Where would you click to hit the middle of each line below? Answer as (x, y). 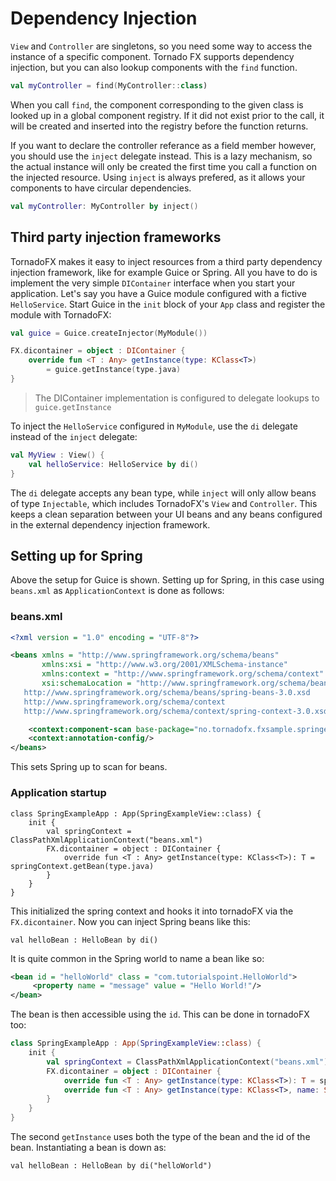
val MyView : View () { (57, 455)
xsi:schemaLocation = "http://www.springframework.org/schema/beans (187, 683)
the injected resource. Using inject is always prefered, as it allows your (158, 177)
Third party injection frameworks (116, 237)
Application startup (58, 793)
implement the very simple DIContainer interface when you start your (153, 283)
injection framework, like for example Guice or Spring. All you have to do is (164, 272)
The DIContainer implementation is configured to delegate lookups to (177, 398)
